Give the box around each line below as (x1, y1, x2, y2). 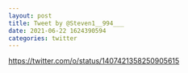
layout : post (8, 11, 52, 20)
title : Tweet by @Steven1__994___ (8, 19, 125, 27)
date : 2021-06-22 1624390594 (8, 26, 107, 34)
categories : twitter (8, 34, 78, 43)
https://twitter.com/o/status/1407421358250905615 (8, 56, 180, 66)
